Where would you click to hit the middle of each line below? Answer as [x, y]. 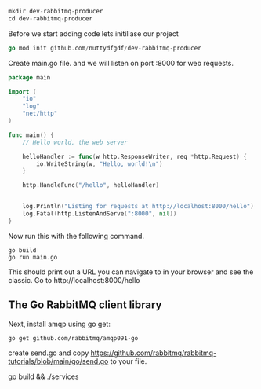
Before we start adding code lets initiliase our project [93, 33]
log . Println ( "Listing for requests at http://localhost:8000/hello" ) [138, 207]
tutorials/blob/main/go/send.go [58, 361]
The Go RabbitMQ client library [85, 305]
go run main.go [33, 257]
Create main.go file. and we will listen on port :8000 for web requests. [121, 63]
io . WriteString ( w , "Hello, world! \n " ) [100, 164]
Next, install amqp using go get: [60, 324]
